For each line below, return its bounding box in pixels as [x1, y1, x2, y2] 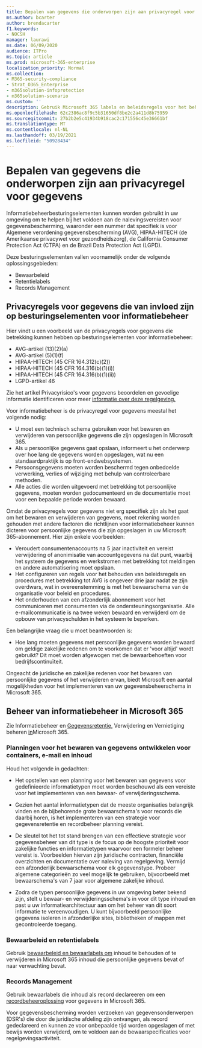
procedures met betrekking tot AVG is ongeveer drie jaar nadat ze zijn [14, 577, 188, 584]
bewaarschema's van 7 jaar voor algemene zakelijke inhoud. [14, 877, 165, 884]
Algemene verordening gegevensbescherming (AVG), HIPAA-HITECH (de [6, 229, 188, 236]
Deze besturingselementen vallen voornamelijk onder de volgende [6, 253, 171, 260]
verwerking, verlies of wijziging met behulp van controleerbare [14, 470, 171, 477]
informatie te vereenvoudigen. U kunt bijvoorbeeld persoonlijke [14, 907, 171, 915]
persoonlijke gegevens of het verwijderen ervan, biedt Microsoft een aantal [6, 676, 192, 683]
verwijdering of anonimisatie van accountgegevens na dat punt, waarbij [14, 551, 192, 558]
